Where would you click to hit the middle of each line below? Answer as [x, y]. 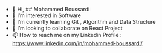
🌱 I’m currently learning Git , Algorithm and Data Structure [84, 22]
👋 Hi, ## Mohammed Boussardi [51, 9]
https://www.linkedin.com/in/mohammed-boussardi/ [77, 43]
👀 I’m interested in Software [47, 15]
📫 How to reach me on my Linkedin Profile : [67, 35]
